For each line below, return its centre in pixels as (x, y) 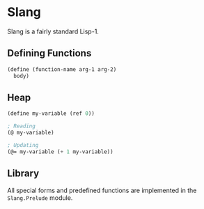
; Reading (22, 126)
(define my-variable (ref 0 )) (51, 114)
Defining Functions (49, 53)
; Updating (23, 145)
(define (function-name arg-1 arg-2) (62, 69)
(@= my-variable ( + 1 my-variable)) (60, 152)
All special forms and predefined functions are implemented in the (102, 190)
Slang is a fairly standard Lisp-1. (53, 31)
